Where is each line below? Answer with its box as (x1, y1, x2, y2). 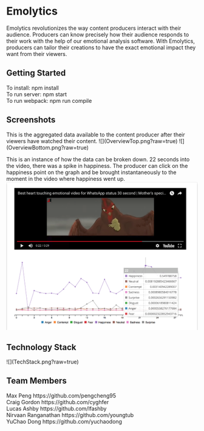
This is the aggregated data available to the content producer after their (6, 131, 185, 138)
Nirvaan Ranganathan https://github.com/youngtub (6, 411, 134, 418)
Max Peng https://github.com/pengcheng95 (6, 391, 117, 399)
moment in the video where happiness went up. (6, 175, 126, 182)
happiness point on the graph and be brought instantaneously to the (6, 169, 177, 176)
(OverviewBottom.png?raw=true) (6, 144, 89, 151)
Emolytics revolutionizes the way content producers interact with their (6, 24, 182, 32)
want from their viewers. (6, 50, 67, 57)
